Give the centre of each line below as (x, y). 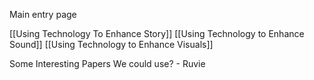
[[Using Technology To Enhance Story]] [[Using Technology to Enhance (157, 33)
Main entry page (43, 14)
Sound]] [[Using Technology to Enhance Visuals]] (111, 44)
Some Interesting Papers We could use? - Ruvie (107, 63)
